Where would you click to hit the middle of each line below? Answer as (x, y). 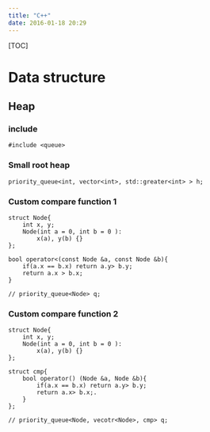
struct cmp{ (28, 372)
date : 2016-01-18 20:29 (48, 23)
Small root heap (39, 165)
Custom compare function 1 (63, 201)
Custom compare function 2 (63, 313)
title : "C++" (30, 15)
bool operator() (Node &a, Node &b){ (85, 379)
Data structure (57, 77)
